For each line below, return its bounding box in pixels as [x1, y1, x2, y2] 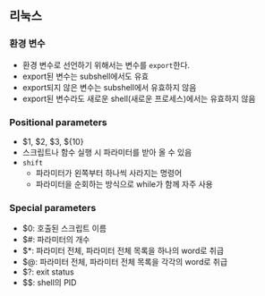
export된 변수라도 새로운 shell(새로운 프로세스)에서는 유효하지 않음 [21, 93, 256, 104]
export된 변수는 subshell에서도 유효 [21, 71, 150, 81]
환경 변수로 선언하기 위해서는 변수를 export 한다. [21, 59, 191, 70]
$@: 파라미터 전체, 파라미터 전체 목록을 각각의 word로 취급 [21, 257, 228, 267]
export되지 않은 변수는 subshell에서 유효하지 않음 [21, 81, 197, 92]
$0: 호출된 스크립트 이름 [21, 223, 107, 234]
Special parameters [9, 201, 97, 214]
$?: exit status [21, 266, 74, 277]
